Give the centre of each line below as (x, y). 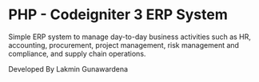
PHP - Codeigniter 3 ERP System (118, 15)
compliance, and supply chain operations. (77, 53)
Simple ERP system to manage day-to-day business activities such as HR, (130, 37)
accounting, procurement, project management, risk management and (124, 45)
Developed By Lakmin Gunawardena (68, 68)
